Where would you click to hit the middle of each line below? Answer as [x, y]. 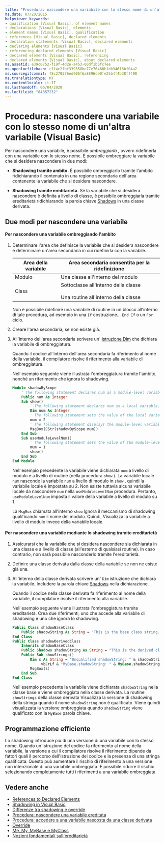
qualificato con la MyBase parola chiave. [52, 713]
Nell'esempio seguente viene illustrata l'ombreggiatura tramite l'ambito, [84, 374]
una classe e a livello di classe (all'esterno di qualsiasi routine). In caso [83, 549]
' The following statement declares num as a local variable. [95, 406]
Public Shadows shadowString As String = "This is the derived [87, 650]
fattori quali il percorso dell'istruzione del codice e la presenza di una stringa [82, 756]
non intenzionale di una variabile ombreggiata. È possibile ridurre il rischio [80, 767]
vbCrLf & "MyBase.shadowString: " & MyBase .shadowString [100, 664]
